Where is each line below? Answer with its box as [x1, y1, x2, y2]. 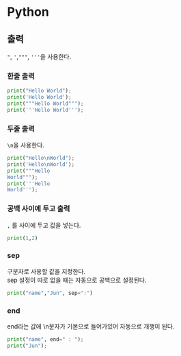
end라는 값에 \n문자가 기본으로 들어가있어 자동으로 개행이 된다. [7, 322, 175, 330]
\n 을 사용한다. [7, 141, 44, 150]
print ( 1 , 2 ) [7, 235, 38, 241]
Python [7, 4, 49, 20]
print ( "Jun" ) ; [7, 342, 48, 349]
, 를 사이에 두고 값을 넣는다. [7, 221, 81, 229]
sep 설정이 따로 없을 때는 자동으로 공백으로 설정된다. [7, 276, 147, 284]
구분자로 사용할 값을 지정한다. [7, 267, 86, 275]
